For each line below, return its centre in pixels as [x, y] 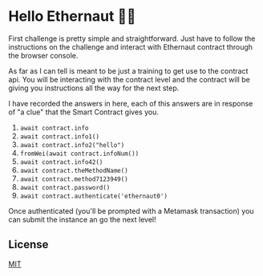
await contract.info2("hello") [72, 145]
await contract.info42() [61, 162]
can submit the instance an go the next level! [82, 219]
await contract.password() [65, 187]
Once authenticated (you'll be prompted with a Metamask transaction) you [131, 210]
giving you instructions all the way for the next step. [94, 88]
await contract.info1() [60, 136]
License [28, 244]
